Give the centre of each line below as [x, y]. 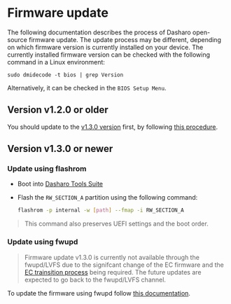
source [17, 39]
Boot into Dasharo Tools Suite [60, 184]
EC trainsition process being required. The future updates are [113, 272]
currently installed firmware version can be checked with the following [109, 55]
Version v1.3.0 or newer [60, 149]
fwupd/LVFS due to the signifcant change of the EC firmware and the [124, 265]
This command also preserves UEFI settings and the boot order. [116, 224]
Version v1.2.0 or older [58, 110]
